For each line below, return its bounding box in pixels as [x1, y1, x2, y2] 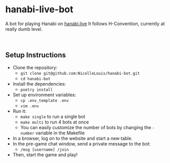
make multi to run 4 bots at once [20, 119, 89, 125]
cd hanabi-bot [20, 76, 51, 81]
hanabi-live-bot [5, 4, 74, 15]
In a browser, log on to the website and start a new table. [12, 135, 133, 141]
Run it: [12, 108, 27, 114]
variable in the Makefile [35, 130, 85, 136]
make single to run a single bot [20, 113, 86, 119]
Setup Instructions [5, 51, 66, 59]
